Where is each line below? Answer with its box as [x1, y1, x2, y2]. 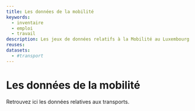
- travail [11, 31, 36, 37]
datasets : [6, 47, 31, 53]
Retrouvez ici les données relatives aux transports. [6, 98, 130, 105]
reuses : [6, 42, 25, 48]
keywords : [6, 14, 31, 20]
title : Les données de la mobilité [6, 8, 94, 15]
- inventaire [11, 20, 44, 26]
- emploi [11, 25, 33, 31]
